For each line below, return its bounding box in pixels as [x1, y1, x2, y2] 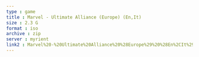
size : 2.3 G [6, 20, 38, 26]
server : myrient [6, 36, 49, 42]
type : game [6, 8, 36, 15]
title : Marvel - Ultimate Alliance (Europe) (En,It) [6, 14, 142, 20]
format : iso [6, 25, 38, 31]
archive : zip [6, 31, 41, 37]
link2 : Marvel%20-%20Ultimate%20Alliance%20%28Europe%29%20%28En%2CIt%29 [6, 42, 195, 48]
